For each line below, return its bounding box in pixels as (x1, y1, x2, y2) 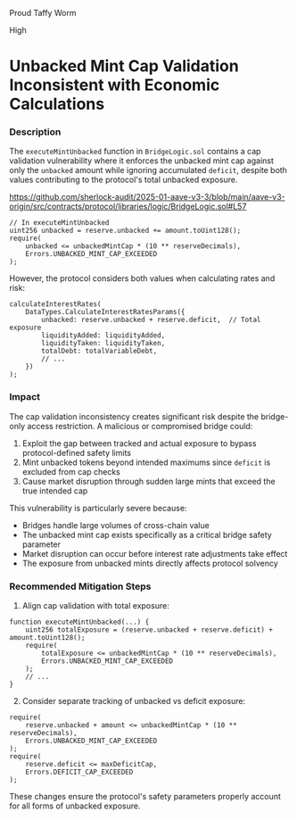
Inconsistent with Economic (9, 75, 220, 95)
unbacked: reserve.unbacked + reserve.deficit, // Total (41, 316, 261, 325)
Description (9, 126, 62, 138)
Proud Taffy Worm (9, 8, 77, 18)
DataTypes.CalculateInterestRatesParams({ (25, 308, 186, 317)
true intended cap (21, 485, 88, 496)
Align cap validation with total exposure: (21, 601, 169, 611)
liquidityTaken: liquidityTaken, (41, 339, 166, 348)
